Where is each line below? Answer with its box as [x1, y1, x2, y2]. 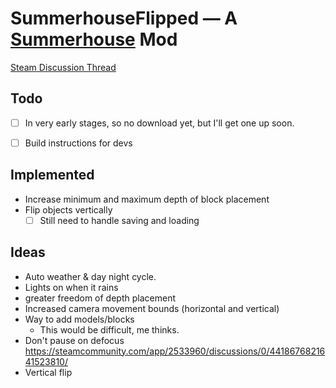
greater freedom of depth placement [24, 292, 176, 304]
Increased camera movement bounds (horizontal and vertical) [24, 302, 280, 314]
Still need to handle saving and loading [39, 214, 200, 226]
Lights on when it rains [24, 281, 119, 293]
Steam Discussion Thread [10, 61, 117, 73]
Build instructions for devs [24, 137, 133, 149]
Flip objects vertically [24, 203, 113, 216]
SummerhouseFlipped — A [10, 7, 238, 30]
